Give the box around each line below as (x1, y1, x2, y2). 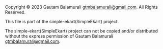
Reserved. (5, 9, 26, 15)
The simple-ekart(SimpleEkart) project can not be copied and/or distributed (5, 28, 158, 33)
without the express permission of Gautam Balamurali (5, 33, 114, 39)
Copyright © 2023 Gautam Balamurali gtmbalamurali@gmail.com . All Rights (5, 4, 158, 10)
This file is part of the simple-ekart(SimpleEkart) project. (5, 19, 119, 24)
